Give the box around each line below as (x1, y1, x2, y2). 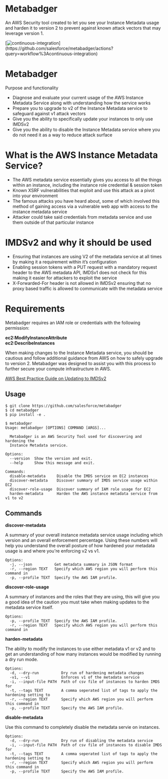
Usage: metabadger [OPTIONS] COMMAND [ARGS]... (5, 425, 106, 430)
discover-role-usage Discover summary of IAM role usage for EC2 (9, 487, 151, 492)
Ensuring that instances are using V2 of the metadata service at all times (12, 253, 162, 259)
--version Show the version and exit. (9, 456, 93, 461)
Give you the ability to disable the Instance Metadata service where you (12, 126, 160, 132)
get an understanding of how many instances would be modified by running (5, 651, 161, 657)
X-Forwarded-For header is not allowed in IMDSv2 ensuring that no (12, 280, 151, 286)
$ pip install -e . (5, 412, 46, 417)
